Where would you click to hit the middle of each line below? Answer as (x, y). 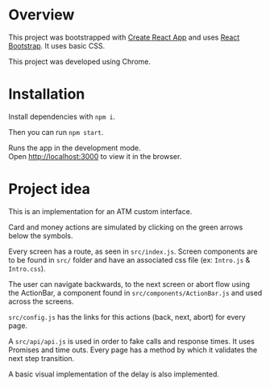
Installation (47, 94)
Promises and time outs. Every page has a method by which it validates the (133, 350)
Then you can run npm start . (56, 132)
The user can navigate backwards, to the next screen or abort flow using (129, 284)
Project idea (50, 189)
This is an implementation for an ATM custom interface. (100, 211)
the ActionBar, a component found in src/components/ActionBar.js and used (135, 292)
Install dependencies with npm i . (62, 116)
